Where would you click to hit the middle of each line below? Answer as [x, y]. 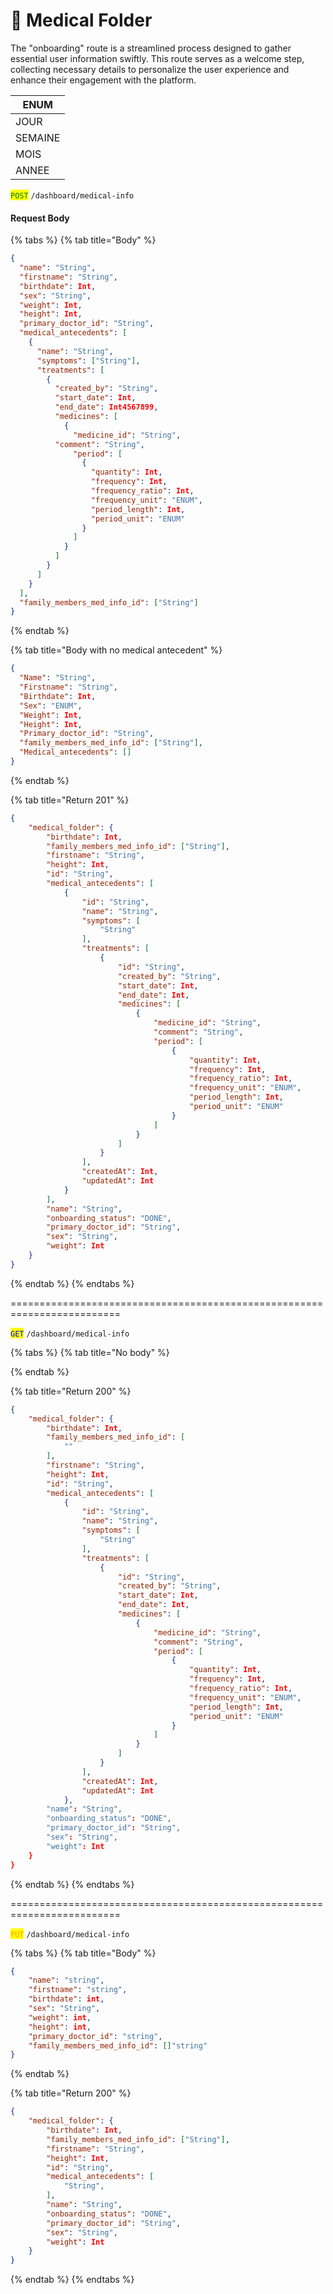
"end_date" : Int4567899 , [106, 407]
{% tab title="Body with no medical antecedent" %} [116, 650]
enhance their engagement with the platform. [103, 80]
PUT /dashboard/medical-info [70, 1934]
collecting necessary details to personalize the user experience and [150, 69]
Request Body [40, 218]
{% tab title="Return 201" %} [70, 800]
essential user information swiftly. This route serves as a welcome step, [157, 58]
